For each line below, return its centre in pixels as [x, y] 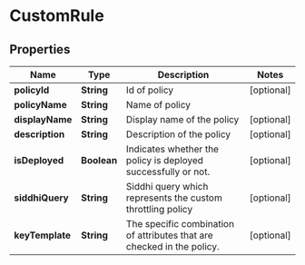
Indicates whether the [172, 149]
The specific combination [180, 224]
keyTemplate [42, 235]
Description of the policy [178, 134]
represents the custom [174, 198]
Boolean [99, 160]
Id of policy [150, 90]
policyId [32, 90]
